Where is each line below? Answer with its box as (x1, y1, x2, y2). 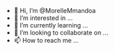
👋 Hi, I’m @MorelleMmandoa (13, 7, 96, 14)
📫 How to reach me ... (13, 37, 79, 44)
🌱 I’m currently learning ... (13, 21, 89, 29)
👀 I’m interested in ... (13, 14, 73, 22)
